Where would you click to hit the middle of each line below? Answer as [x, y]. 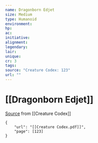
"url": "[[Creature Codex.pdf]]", [50, 127]
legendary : [16, 47]
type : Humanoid [21, 19]
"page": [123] [29, 131]
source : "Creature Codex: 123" [38, 70]
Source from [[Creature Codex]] [38, 113]
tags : [11, 65]
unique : [13, 56]
